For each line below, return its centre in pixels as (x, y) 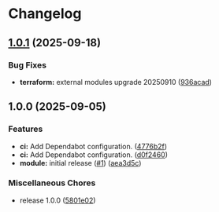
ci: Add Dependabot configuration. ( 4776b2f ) (93, 146)
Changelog (45, 14)
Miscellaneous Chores (52, 183)
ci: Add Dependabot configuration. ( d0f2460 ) (93, 155)
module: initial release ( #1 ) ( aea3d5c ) (80, 163)
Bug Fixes (28, 65)
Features (26, 129)
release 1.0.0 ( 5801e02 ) (58, 200)
